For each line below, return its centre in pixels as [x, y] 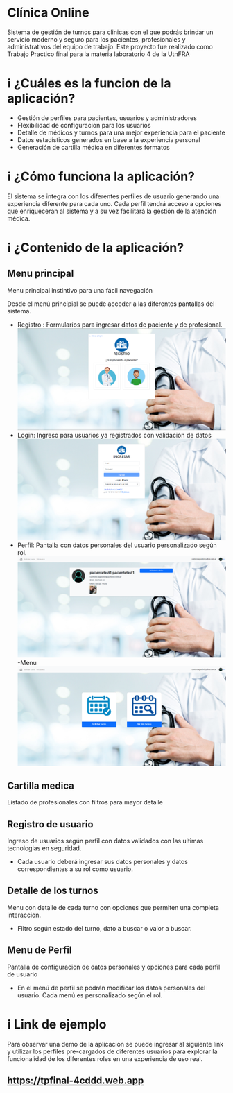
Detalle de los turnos [53, 891]
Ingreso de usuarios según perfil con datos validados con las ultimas [105, 841]
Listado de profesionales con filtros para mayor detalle [85, 802]
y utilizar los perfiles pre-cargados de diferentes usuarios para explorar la [112, 1051]
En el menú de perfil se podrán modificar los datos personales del [111, 988]
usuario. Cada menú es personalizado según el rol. [90, 995]
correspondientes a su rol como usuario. [75, 869]
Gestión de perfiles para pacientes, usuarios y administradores [107, 118]
